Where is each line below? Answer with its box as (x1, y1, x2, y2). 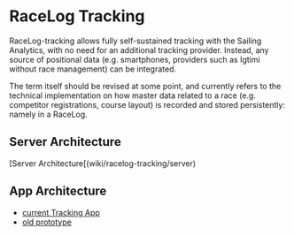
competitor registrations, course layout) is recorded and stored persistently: (9, 99, 286, 110)
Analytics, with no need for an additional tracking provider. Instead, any (9, 44, 269, 55)
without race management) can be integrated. (9, 64, 177, 74)
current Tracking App (21, 207, 100, 217)
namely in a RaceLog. (9, 109, 89, 119)
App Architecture (9, 184, 107, 199)
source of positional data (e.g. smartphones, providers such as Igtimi (9, 54, 260, 65)
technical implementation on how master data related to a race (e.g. (9, 90, 257, 101)
